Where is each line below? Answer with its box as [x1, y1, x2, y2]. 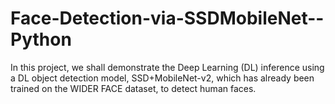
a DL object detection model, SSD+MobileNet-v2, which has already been [10, 72, 315, 84]
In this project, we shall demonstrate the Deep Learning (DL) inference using [10, 61, 325, 73]
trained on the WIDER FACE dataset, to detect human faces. [10, 82, 257, 94]
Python [10, 28, 72, 51]
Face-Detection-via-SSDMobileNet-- [10, 7, 325, 30]
